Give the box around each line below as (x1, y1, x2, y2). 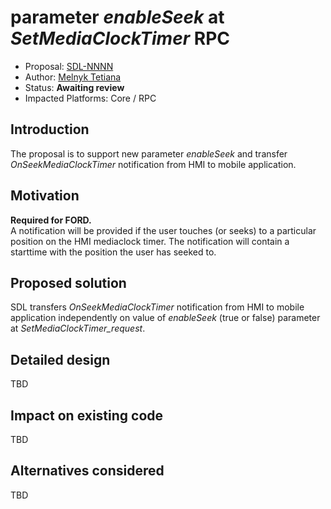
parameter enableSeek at (10, 6, 225, 29)
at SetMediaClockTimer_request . (10, 322, 146, 335)
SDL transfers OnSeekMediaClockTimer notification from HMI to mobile (10, 301, 305, 313)
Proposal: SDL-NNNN (24, 60, 114, 72)
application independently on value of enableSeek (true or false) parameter (10, 312, 321, 324)
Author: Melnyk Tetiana (24, 71, 122, 83)
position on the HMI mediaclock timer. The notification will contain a (10, 235, 290, 247)
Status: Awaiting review (24, 81, 125, 93)
